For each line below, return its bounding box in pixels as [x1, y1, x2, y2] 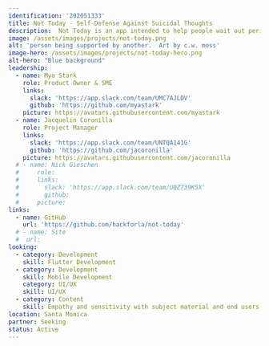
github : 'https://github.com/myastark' [29, 101, 163, 109]
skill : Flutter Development [22, 258, 116, 266]
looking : [8, 243, 38, 251]
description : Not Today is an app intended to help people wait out [8, 26, 246, 35]
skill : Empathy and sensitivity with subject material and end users [22, 303, 260, 311]
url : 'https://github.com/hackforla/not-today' [22, 221, 184, 229]
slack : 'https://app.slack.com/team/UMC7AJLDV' [29, 94, 192, 102]
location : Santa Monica [8, 310, 88, 318]
